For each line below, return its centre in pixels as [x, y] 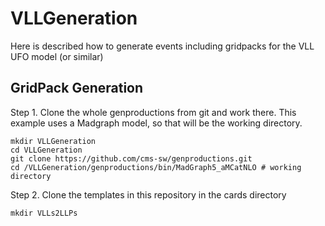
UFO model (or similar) [57, 56]
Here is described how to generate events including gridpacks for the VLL [162, 46]
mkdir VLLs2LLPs [44, 213]
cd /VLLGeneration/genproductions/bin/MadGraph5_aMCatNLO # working [156, 167]
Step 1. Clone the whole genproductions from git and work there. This [153, 112]
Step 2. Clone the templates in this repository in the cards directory [148, 194]
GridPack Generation [77, 88]
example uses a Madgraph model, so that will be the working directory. [156, 123]
